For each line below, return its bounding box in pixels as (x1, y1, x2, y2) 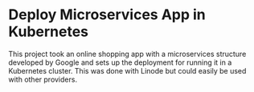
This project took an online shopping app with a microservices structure (8, 49, 247, 58)
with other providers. (8, 74, 78, 84)
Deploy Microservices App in (8, 6, 207, 24)
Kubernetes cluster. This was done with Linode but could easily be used (8, 66, 247, 75)
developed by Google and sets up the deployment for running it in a (8, 58, 232, 67)
